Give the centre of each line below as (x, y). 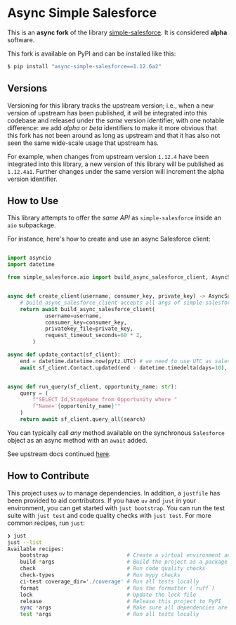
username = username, (73, 316)
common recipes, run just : (46, 523)
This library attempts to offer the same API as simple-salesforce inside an (114, 218)
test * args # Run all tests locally (110, 614)
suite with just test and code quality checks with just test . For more (110, 515)
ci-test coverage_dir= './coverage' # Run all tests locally (110, 581)
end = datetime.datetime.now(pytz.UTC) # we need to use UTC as (116, 361)
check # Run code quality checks (113, 569)
